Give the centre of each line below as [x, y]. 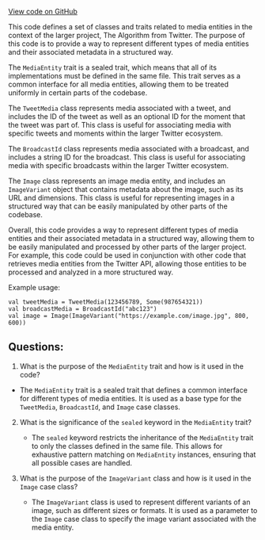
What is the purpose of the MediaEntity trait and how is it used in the [131, 366]
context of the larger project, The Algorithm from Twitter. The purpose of [127, 35]
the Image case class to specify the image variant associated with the [144, 519]
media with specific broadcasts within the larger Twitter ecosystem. [119, 165]
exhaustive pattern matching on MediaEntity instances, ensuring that [144, 454]
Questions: [36, 347]
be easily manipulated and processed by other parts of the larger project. [127, 247]
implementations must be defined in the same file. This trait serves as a [125, 76]
